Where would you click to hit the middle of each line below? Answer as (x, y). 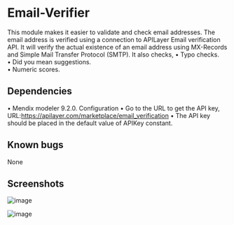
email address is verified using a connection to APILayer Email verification (114, 39)
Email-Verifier (48, 13)
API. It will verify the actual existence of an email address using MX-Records (117, 47)
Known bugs (36, 145)
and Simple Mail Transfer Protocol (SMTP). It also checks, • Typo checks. (113, 55)
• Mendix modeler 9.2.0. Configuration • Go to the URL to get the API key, (114, 108)
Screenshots (36, 183)
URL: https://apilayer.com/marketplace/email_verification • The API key (109, 115)
